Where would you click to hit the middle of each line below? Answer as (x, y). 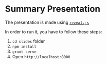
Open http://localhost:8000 (41, 56)
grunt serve (24, 52)
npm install (24, 47)
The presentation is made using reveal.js (47, 22)
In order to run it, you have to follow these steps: (53, 32)
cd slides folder (28, 41)
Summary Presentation (53, 9)
